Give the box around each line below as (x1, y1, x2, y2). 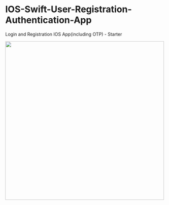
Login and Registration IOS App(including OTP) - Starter (5, 31, 122, 37)
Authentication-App (5, 14, 92, 26)
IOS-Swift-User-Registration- (5, 4, 132, 15)
